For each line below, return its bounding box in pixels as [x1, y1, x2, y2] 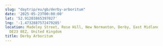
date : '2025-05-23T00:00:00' [5, 11, 64, 16]
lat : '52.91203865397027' [5, 16, 57, 21]
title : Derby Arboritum [5, 34, 53, 39]
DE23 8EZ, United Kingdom [9, 29, 62, 34]
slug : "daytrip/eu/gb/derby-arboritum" [5, 7, 86, 12]
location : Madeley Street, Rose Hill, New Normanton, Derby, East [5, 25, 142, 30]
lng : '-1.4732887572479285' [5, 20, 62, 25]
